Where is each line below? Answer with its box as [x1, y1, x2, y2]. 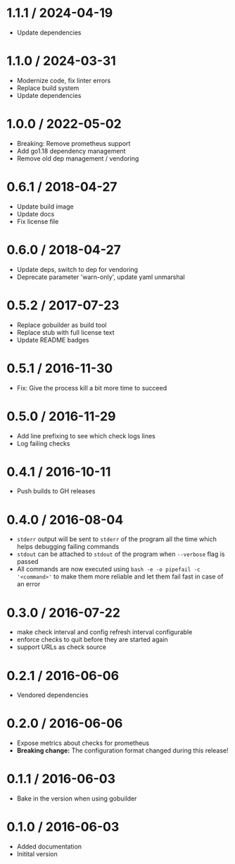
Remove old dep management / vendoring [16, 154, 139, 163]
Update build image [16, 202, 75, 211]
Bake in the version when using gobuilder [16, 794, 137, 803]
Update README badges [16, 335, 89, 344]
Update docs [16, 209, 55, 218]
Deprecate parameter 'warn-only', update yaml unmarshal [16, 273, 185, 281]
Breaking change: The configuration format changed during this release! [16, 746, 229, 755]
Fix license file [16, 217, 59, 226]
